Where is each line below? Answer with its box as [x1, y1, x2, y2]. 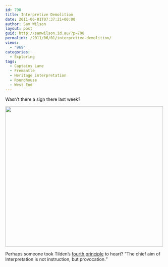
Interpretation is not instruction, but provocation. [5, 256, 106, 262]
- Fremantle [10, 69, 35, 74]
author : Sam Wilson [5, 21, 46, 27]
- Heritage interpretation [10, 73, 67, 78]
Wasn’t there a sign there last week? [5, 96, 81, 102]
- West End [10, 82, 33, 87]
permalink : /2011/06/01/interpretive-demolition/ [5, 36, 112, 41]
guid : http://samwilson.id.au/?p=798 [5, 31, 85, 36]
